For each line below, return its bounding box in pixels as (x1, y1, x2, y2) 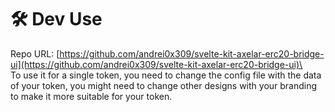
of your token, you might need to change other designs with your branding (10, 79, 318, 91)
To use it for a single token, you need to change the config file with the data (10, 69, 322, 81)
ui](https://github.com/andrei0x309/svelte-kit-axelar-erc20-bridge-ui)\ (10, 58, 303, 70)
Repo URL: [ (10, 47, 60, 60)
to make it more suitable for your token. (10, 90, 173, 102)
